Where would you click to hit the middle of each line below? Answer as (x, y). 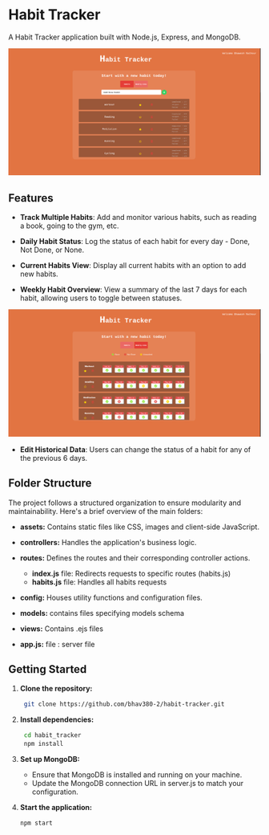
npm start (36, 823)
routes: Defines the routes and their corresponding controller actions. (135, 558)
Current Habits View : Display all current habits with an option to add (133, 266)
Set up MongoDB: (50, 759)
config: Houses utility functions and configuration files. (111, 597)
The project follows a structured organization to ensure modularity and (125, 503)
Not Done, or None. (52, 250)
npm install (44, 744)
